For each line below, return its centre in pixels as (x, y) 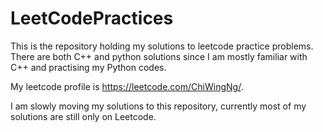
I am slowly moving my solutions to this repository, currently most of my (158, 106)
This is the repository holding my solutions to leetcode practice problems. (162, 46)
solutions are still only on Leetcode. (83, 116)
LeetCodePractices (92, 18)
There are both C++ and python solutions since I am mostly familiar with (159, 56)
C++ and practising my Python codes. (88, 67)
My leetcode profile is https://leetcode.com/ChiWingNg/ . (127, 86)
